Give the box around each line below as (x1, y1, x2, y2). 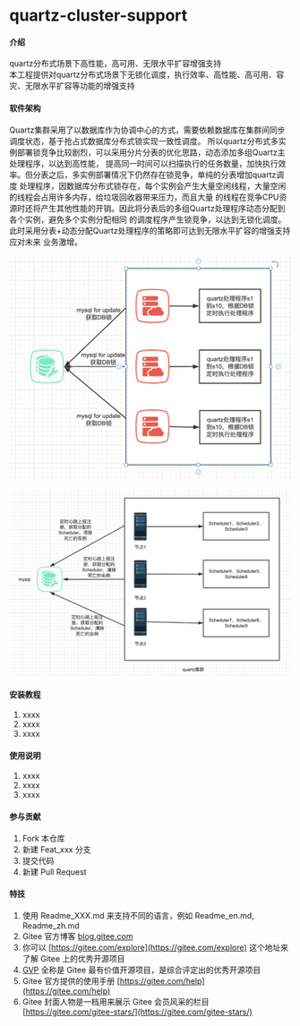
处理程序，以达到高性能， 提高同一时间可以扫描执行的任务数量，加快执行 (9, 158, 279, 168)
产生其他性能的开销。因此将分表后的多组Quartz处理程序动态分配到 (39, 202, 286, 213)
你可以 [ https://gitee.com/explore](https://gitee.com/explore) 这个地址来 (21, 942, 289, 953)
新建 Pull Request (21, 866, 87, 877)
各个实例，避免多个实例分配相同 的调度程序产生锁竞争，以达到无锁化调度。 (9, 214, 287, 225)
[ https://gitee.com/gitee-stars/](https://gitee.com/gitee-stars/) (21, 1006, 253, 1017)
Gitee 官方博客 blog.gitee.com (21, 930, 133, 941)
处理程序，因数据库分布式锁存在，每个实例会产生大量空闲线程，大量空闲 (19, 180, 287, 191)
